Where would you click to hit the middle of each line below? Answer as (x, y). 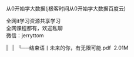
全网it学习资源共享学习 (33, 21)
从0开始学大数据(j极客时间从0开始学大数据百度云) (66, 8)
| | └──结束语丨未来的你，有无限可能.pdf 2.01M (67, 48)
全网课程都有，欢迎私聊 (34, 28)
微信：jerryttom (25, 35)
